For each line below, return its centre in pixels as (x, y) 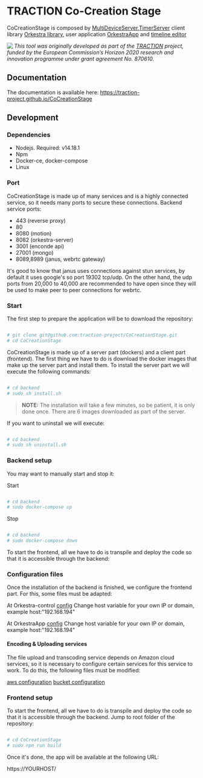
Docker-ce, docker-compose (52, 161)
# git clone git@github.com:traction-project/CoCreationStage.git (92, 335)
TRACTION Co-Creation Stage (84, 11)
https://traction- (120, 92)
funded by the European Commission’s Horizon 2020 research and (90, 52)
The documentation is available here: (53, 92)
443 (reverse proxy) (40, 220)
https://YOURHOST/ (32, 768)
